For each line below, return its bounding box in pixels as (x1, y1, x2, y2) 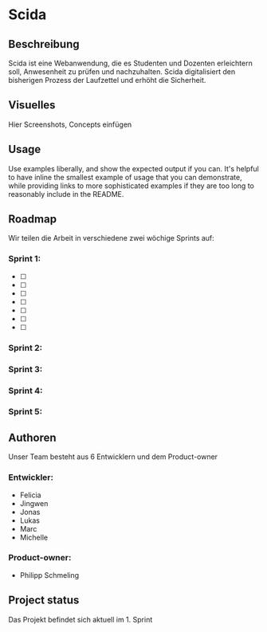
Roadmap (8, 213, 57, 226)
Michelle (19, 532, 49, 542)
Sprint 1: (8, 253, 41, 265)
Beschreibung (8, 37, 80, 51)
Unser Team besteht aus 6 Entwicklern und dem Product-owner (8, 452, 218, 461)
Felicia (19, 490, 41, 500)
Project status (8, 594, 80, 607)
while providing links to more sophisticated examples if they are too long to (8, 181, 255, 190)
